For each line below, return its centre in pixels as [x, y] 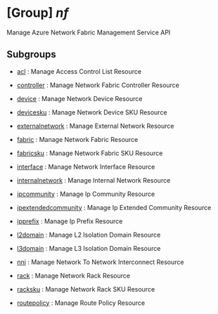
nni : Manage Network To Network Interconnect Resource [100, 262]
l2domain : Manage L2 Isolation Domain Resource [89, 235]
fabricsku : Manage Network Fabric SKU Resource [90, 153]
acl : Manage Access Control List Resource [79, 71]
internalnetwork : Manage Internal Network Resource [94, 180]
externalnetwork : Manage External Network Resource [95, 126]
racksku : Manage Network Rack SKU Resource [86, 289]
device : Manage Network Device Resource [79, 98]
